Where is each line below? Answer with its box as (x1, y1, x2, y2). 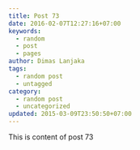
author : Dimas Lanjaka (8, 58, 85, 66)
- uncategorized (15, 102, 70, 110)
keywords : (8, 27, 42, 35)
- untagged (15, 79, 53, 88)
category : (8, 87, 42, 96)
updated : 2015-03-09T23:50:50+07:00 (8, 110, 132, 118)
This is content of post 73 (8, 132, 94, 142)
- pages (15, 49, 42, 58)
